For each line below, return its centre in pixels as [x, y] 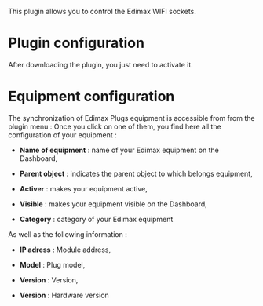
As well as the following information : [68, 234]
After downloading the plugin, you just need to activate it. [101, 64]
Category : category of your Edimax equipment [96, 219]
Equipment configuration [91, 97]
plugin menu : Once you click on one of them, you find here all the [115, 126]
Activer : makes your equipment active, [83, 188]
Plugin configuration [77, 43]
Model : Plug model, [52, 264]
